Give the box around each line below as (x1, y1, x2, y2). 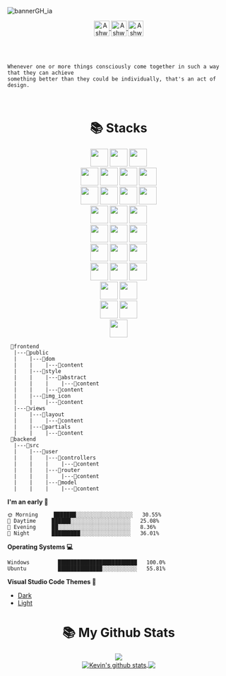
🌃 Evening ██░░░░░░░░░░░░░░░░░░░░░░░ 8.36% (7, 523, 157, 530)
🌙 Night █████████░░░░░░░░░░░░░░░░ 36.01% (7, 530, 160, 537)
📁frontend (10, 343, 40, 350)
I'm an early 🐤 (7, 497, 49, 506)
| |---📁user (13, 448, 59, 455)
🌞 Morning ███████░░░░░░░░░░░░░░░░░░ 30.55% (7, 511, 162, 518)
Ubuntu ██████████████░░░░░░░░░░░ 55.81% (7, 565, 166, 572)
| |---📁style (13, 367, 61, 374)
